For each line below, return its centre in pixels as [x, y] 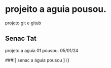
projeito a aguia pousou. [56, 9]
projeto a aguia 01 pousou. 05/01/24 [42, 50]
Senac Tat [21, 38]
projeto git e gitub [23, 23]
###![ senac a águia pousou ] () [37, 60]
